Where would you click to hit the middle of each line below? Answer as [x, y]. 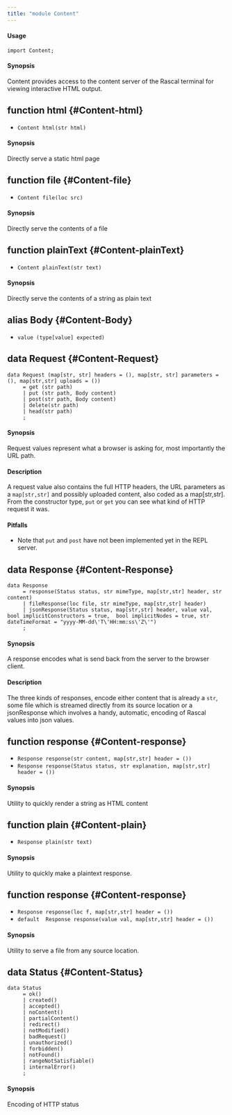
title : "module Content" [43, 14]
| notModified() [46, 1031]
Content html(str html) [52, 128]
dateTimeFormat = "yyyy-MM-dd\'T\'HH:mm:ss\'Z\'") [82, 622]
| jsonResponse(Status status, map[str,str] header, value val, [118, 610]
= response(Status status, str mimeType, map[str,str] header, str [122, 592]
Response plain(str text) [55, 842]
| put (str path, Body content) [69, 393]
